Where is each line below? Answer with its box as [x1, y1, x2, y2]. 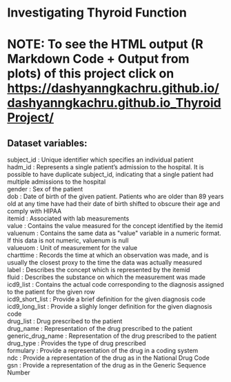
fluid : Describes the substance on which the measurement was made [7, 273, 205, 281]
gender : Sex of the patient [7, 185, 83, 193]
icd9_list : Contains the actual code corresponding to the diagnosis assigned [7, 280, 224, 289]
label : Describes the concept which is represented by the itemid [7, 266, 190, 274]
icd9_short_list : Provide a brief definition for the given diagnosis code [7, 295, 205, 303]
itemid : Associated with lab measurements [7, 214, 130, 222]
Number [7, 368, 31, 377]
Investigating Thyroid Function [7, 5, 188, 21]
